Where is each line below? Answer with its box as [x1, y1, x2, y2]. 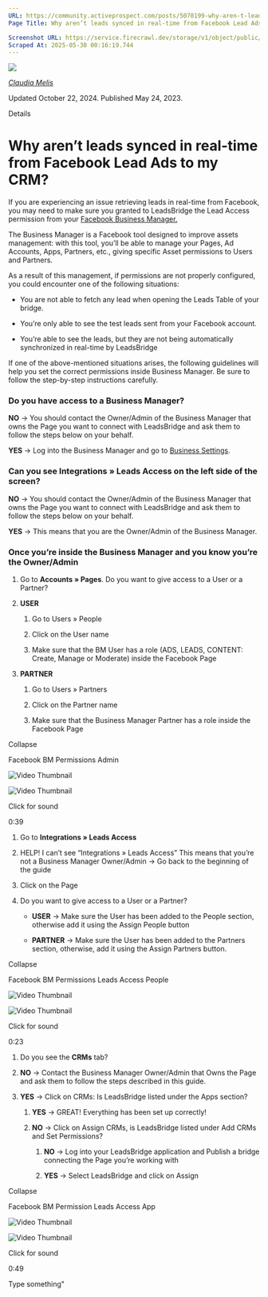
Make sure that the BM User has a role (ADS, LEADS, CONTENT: [31, 645, 243, 655]
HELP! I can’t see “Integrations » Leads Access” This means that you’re [19, 848, 254, 858]
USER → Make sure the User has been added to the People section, [31, 912, 254, 921]
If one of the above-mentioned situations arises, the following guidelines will [8, 358, 259, 368]
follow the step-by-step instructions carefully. [8, 375, 158, 385]
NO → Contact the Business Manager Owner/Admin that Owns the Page [19, 1068, 257, 1078]
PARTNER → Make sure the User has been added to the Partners [31, 936, 246, 945]
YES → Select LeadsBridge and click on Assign [43, 1171, 199, 1180]
